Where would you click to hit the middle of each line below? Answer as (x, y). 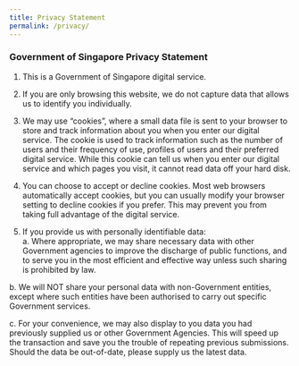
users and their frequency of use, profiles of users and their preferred (150, 149)
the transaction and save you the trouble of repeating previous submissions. (149, 342)
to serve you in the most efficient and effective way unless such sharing (154, 260)
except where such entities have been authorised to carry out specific (138, 296)
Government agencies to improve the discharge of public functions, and (154, 251)
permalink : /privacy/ (50, 26)
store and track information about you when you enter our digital (141, 130)
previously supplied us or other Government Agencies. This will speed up (144, 333)
